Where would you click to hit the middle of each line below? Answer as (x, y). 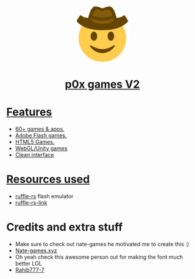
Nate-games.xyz (36, 250)
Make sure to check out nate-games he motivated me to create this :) (102, 244)
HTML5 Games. (35, 142)
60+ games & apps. (40, 129)
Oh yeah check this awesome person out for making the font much (99, 257)
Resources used (48, 180)
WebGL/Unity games (41, 148)
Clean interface (34, 155)
